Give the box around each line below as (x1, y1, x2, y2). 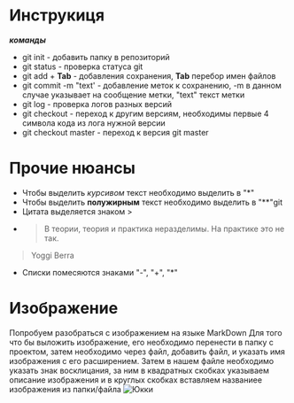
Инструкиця (9, 5, 104, 26)
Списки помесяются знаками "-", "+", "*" (21, 267, 179, 277)
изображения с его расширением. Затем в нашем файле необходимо (9, 355, 275, 366)
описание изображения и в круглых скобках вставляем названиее (9, 374, 263, 385)
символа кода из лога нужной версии (21, 117, 166, 128)
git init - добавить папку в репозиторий (21, 51, 170, 62)
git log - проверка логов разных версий (21, 98, 173, 109)
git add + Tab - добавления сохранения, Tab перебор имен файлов (21, 70, 276, 81)
